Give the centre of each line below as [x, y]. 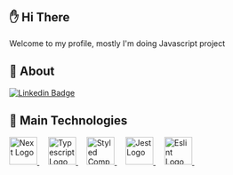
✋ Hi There [40, 17]
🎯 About [32, 72]
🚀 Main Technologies [68, 121]
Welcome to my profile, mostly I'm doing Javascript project [117, 43]
